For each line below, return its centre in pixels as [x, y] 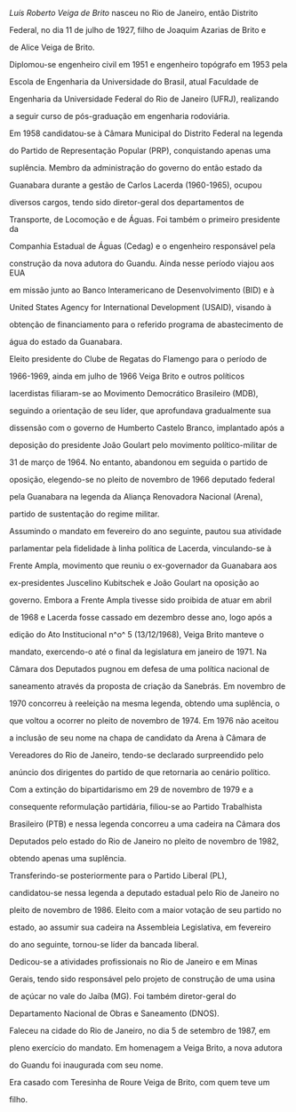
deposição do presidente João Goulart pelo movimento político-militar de [143, 445]
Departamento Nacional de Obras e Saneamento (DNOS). [114, 1013]
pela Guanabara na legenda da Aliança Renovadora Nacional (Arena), [136, 496]
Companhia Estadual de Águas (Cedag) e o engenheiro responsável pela [142, 246]
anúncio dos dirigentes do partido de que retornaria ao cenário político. [140, 772]
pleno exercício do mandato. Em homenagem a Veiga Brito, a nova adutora [146, 1048]
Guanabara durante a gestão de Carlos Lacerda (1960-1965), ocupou [136, 185]
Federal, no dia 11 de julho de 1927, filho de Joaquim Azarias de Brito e [138, 30]
